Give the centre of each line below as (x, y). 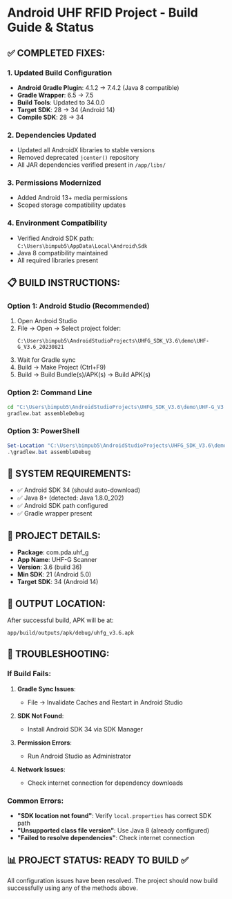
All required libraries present (58, 260)
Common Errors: (36, 801)
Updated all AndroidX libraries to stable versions (86, 150)
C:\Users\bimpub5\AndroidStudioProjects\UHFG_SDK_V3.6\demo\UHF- (113, 341)
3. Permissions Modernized (54, 183)
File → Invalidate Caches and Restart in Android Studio (105, 702)
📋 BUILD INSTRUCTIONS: (64, 283)
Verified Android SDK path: (56, 238)
